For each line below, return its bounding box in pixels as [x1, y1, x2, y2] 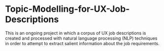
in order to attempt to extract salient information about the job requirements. [5, 40, 160, 46]
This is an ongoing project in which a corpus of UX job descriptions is [5, 30, 146, 36]
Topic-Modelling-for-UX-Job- [5, 3, 130, 15]
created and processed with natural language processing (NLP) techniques [5, 35, 158, 41]
